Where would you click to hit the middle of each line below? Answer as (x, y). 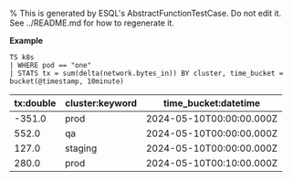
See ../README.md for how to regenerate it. (92, 23)
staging (81, 148)
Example (26, 41)
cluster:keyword (101, 103)
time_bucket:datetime (212, 103)
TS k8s (22, 58)
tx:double (35, 103)
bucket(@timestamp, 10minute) (67, 81)
